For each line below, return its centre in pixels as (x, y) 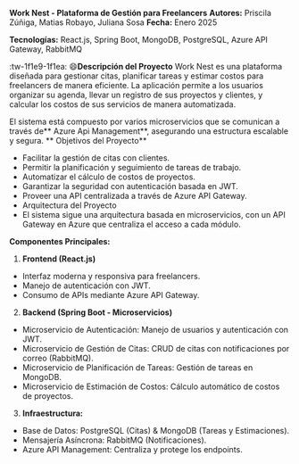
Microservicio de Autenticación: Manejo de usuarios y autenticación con (155, 330)
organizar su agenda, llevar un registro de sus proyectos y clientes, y (136, 95)
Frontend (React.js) (59, 259)
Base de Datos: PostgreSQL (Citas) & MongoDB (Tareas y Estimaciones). (156, 431)
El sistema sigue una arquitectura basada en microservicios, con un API (154, 215)
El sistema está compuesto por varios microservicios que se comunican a (145, 121)
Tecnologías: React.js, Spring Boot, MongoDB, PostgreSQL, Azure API (138, 40)
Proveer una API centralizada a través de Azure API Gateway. (134, 196)
